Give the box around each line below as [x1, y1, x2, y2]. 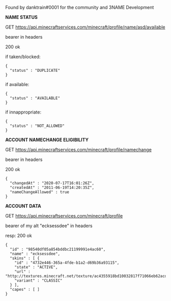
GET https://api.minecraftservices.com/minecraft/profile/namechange [5, 147, 152, 152]
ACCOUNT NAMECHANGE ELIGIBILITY [5, 137, 89, 143]
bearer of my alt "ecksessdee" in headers [5, 223, 93, 229]
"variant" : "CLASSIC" [14, 278, 63, 283]
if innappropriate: [5, 109, 42, 115]
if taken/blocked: [5, 53, 41, 60]
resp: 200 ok [5, 233, 32, 238]
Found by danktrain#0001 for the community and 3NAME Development [5, 5, 154, 10]
